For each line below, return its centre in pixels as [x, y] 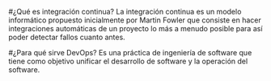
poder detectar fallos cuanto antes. [67, 37]
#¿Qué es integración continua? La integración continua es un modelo [125, 12]
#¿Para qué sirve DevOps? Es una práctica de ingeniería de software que [130, 53]
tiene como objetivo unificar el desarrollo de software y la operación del [128, 61]
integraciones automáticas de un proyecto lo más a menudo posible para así [135, 28]
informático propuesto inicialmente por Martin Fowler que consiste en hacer [135, 20]
